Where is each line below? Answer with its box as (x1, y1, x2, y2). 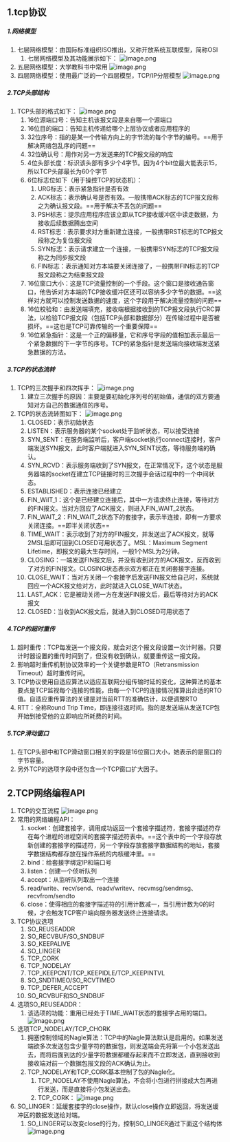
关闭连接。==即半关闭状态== (27, 522, 110, 530)
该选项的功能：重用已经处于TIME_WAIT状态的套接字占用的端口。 (27, 1009, 211, 1017)
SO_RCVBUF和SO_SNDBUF (27, 992, 105, 1000)
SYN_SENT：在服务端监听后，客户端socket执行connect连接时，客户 (27, 436, 221, 444)
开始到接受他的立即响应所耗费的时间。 (16, 712, 126, 721)
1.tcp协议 (7, 6, 47, 19)
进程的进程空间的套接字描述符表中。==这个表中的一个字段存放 (45, 832, 222, 841)
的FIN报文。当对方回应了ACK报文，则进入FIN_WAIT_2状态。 (27, 505, 198, 513)
